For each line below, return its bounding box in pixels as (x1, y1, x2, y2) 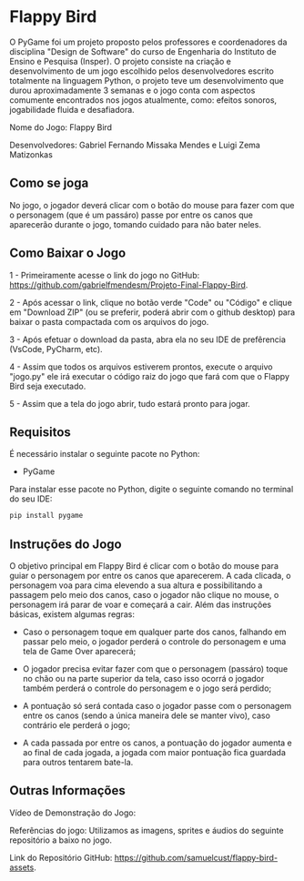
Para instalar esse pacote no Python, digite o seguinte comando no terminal (9, 484, 294, 495)
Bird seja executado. (9, 380, 86, 391)
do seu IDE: (9, 493, 53, 504)
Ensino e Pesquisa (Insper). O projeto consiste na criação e (9, 56, 232, 66)
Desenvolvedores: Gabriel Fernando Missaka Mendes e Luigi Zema (9, 139, 261, 150)
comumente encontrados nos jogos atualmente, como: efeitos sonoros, (9, 94, 278, 106)
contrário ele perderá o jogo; (22, 720, 130, 731)
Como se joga (9, 176, 89, 191)
